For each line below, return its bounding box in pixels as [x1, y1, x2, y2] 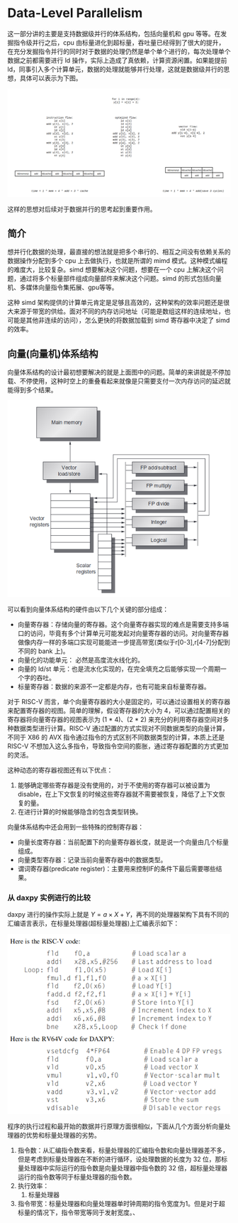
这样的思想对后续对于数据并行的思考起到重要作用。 [7, 205, 157, 213]
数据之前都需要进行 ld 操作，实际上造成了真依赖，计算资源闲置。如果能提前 [7, 55, 227, 65]
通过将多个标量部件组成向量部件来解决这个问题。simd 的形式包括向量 [19, 274, 222, 283]
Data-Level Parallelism [7, 5, 143, 21]
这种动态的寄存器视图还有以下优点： [7, 765, 113, 774]
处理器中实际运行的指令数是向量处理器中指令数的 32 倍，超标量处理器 [23, 1163, 228, 1172]
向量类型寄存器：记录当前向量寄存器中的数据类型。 [17, 855, 167, 864]
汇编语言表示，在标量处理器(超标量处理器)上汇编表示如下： [7, 919, 180, 928]
